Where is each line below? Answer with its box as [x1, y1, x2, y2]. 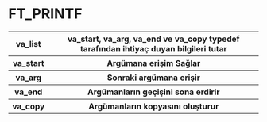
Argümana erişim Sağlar [106, 57, 201, 68]
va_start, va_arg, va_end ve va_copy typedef [67, 33, 240, 44]
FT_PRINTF [8, 5, 83, 23]
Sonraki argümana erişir [106, 72, 200, 83]
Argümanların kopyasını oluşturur [88, 101, 219, 112]
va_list [15, 38, 41, 49]
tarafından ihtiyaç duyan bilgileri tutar [79, 43, 228, 54]
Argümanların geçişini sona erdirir [87, 86, 220, 97]
